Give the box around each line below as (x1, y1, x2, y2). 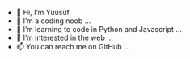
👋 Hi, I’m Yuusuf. (15, 8, 71, 17)
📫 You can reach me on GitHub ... (15, 42, 131, 51)
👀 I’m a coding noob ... (15, 16, 91, 26)
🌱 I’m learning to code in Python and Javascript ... (15, 25, 182, 33)
